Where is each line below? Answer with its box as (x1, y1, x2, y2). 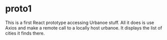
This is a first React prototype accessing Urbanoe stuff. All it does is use (5, 19, 154, 25)
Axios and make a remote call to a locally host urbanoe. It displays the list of (5, 24, 162, 30)
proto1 (5, 3, 32, 14)
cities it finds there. (5, 30, 45, 36)
